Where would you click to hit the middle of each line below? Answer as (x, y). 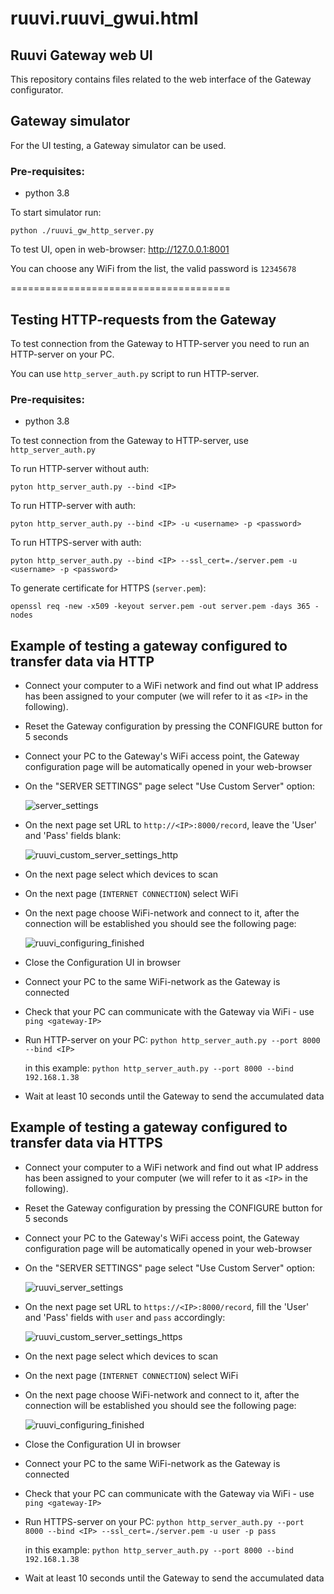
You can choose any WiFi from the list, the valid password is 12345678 (153, 269)
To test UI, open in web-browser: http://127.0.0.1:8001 (120, 249)
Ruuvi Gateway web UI (81, 55)
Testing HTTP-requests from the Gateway (143, 319)
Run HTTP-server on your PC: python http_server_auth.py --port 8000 (172, 1040)
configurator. (37, 90)
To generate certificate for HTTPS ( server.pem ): (108, 588)
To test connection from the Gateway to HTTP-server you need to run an (160, 343)
